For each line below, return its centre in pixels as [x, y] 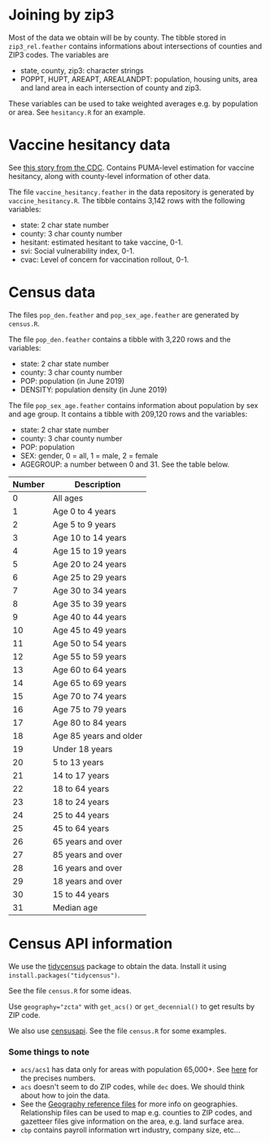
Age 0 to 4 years [84, 511]
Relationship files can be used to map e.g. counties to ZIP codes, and [136, 1113]
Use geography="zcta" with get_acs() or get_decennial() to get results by [131, 1006]
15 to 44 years [81, 894]
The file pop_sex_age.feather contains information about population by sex [133, 405]
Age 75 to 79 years [90, 709]
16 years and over [87, 867]
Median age [75, 907]
